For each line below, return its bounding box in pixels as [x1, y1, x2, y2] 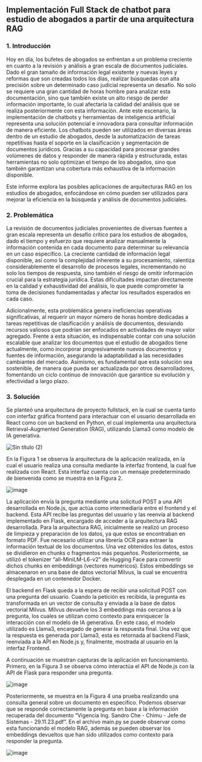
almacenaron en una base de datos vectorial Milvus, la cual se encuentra [6, 569, 188, 576]
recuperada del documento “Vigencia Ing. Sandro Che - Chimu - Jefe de [6, 712, 187, 719]
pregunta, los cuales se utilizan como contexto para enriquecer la [6, 613, 169, 620]
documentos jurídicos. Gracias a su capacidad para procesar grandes [6, 145, 180, 153]
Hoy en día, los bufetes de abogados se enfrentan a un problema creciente [6, 56, 192, 63]
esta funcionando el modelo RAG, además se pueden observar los [6, 725, 171, 732]
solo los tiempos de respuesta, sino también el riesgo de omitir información [6, 269, 194, 277]
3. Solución [6, 392, 40, 401]
